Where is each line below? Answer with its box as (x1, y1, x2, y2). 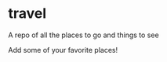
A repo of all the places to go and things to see (8, 30, 159, 40)
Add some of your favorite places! (8, 45, 118, 54)
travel (8, 5, 47, 22)
